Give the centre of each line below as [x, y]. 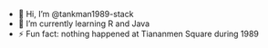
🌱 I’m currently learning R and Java [84, 24]
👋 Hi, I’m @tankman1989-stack [76, 14]
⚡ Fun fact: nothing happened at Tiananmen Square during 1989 [139, 34]
